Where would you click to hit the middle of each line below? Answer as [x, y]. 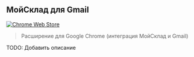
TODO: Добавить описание [41, 47]
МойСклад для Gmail [48, 10]
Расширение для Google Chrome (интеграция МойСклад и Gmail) [105, 36]
